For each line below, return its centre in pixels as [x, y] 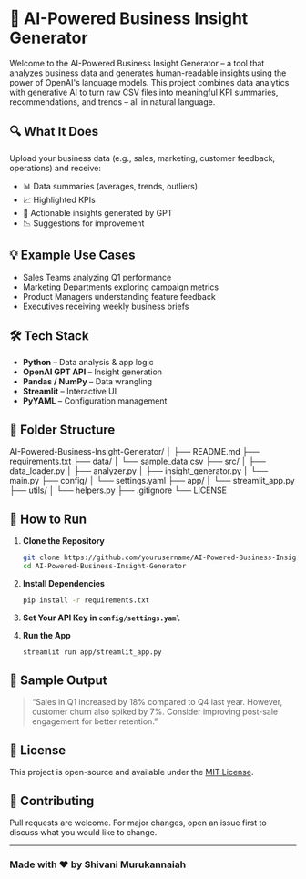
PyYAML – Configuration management [95, 401]
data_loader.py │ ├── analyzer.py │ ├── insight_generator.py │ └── [139, 471]
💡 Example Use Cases [72, 256]
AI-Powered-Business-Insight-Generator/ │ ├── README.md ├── [134, 452]
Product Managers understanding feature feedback [119, 296]
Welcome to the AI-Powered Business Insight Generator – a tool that [137, 63]
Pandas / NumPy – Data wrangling [87, 382]
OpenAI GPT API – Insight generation [92, 372]
